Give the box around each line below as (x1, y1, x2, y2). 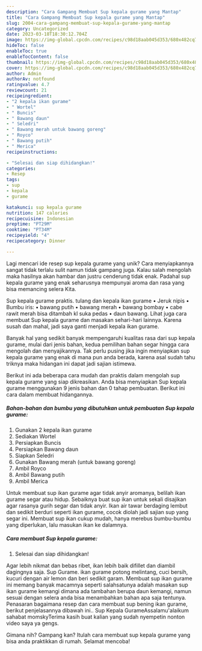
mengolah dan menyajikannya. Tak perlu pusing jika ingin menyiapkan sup (6, 347, 191, 354)
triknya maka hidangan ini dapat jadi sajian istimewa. (6, 360, 136, 367)
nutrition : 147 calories (6, 210, 69, 216)
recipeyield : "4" (6, 233, 50, 239)
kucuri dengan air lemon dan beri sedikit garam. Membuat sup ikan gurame (6, 574, 192, 582)
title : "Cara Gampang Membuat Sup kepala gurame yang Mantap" (6, 14, 165, 20)
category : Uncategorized (6, 25, 69, 32)
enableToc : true (6, 48, 47, 54)
